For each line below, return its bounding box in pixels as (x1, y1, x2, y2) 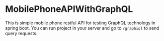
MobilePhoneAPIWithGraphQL (5, 3, 133, 15)
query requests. (5, 30, 38, 36)
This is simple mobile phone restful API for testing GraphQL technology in (5, 20, 156, 26)
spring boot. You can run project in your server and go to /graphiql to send (5, 25, 160, 31)
